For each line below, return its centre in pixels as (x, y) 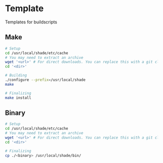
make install (18, 98)
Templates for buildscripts (31, 22)
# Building (16, 75)
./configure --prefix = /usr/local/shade (45, 80)
